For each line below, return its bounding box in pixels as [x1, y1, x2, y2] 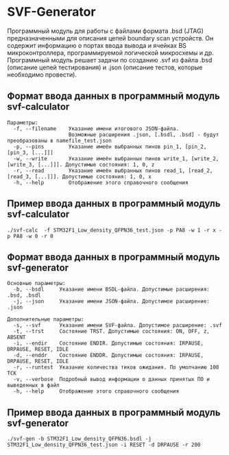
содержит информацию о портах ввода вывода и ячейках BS [7, 41, 187, 49]
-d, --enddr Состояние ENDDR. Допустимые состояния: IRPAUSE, [13, 352, 204, 359]
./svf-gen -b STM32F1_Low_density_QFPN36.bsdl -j [7, 436, 152, 443]
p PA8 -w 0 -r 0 [7, 232, 53, 240]
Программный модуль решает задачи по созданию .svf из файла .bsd [7, 56, 213, 64]
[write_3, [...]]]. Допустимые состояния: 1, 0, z [7, 161, 155, 168]
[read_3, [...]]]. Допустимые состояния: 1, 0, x [7, 173, 152, 180]
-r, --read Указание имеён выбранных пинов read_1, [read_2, [13, 167, 213, 174]
